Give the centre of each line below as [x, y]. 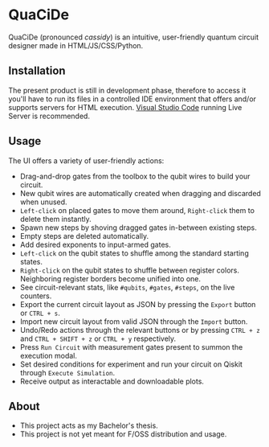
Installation [37, 71]
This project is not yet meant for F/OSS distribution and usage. [123, 434]
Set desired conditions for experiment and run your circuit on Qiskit [131, 364]
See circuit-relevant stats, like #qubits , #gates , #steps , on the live [127, 287]
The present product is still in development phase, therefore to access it [127, 90]
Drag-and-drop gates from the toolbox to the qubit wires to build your [135, 176]
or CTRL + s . [40, 313]
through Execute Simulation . [67, 372]
